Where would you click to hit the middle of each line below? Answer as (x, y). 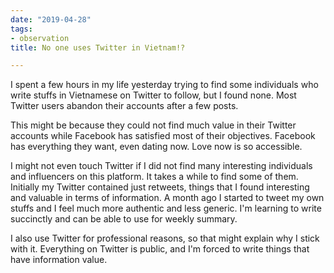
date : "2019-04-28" (51, 19)
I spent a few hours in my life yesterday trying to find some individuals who (164, 85)
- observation (40, 38)
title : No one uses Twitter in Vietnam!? (98, 47)
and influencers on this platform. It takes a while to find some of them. (154, 177)
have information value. (59, 260)
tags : (21, 29)
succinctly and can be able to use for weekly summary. (124, 219)
